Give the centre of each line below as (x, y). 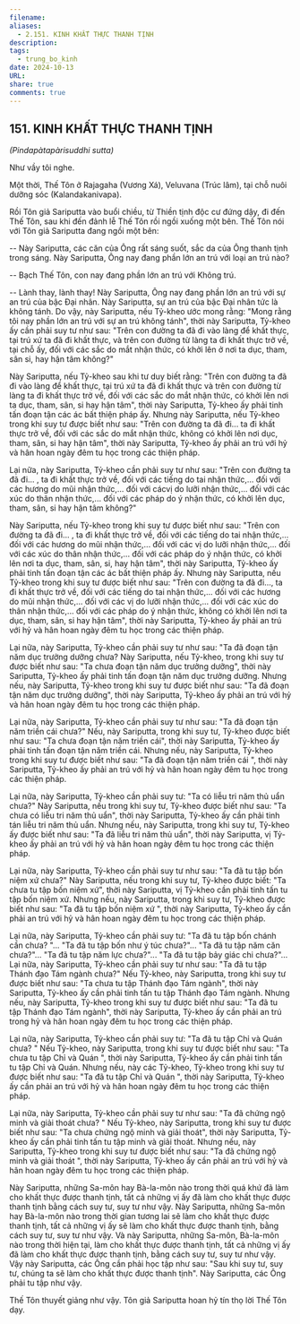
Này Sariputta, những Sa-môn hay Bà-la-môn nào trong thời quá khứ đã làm (149, 1188)
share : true (31, 84)
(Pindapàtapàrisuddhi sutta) (62, 150)
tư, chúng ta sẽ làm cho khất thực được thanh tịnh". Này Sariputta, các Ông (148, 1274)
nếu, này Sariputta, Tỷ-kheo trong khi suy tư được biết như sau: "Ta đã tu (144, 1002)
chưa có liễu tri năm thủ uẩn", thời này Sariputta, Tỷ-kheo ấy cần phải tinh (145, 815)
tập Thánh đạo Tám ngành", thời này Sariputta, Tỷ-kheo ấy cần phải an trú (146, 1012)
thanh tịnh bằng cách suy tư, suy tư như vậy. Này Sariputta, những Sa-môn (147, 1207)
